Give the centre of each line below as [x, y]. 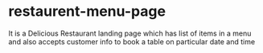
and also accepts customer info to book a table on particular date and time [132, 41]
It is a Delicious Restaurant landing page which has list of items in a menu [130, 33]
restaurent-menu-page [87, 11]
